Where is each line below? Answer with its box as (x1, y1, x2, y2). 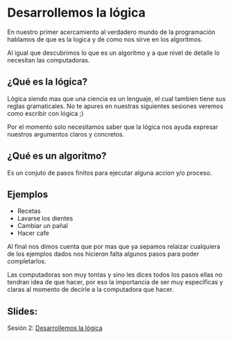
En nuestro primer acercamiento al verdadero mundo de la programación (7, 28, 216, 36)
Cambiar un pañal (17, 222, 68, 230)
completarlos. (7, 257, 46, 266)
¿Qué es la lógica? (7, 76, 88, 88)
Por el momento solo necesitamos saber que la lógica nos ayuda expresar (7, 123, 218, 131)
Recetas (17, 207, 41, 216)
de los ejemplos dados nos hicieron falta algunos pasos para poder (7, 250, 200, 258)
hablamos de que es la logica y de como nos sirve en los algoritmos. (7, 35, 203, 43)
